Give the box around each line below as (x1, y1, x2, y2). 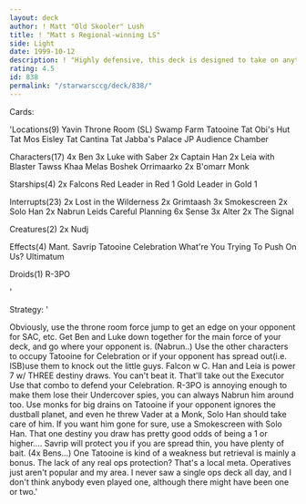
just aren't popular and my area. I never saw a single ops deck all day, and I (9, 467, 291, 478)
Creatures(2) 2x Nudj (9, 223, 89, 234)
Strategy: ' (9, 303, 48, 314)
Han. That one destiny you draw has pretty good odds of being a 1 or (9, 427, 268, 438)
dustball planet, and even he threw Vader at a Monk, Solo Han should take (9, 408, 287, 419)
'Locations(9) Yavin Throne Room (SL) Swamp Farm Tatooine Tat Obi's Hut (9, 124, 291, 135)
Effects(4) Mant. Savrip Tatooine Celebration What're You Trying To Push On (9, 241, 297, 252)
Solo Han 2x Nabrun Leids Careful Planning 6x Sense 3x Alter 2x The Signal (9, 206, 294, 217)
